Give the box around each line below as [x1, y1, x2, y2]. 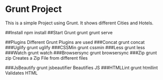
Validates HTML [5, 70, 38, 76]
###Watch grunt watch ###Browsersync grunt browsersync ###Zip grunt [5, 50, 157, 56]
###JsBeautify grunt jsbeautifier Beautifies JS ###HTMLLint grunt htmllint [5, 65, 158, 71]
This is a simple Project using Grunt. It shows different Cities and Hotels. [5, 20, 154, 26]
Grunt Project [5, 3, 62, 15]
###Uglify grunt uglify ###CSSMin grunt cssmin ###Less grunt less [5, 44, 146, 50]
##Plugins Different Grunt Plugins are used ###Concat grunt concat [5, 39, 145, 45]
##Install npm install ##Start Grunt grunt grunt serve [5, 29, 113, 35]
